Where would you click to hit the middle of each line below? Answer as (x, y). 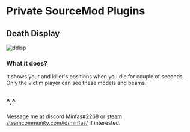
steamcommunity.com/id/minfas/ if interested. (63, 123)
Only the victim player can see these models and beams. (76, 83)
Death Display (33, 33)
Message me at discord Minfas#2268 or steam (64, 116)
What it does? (27, 63)
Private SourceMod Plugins (76, 11)
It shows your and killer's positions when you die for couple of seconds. (95, 77)
